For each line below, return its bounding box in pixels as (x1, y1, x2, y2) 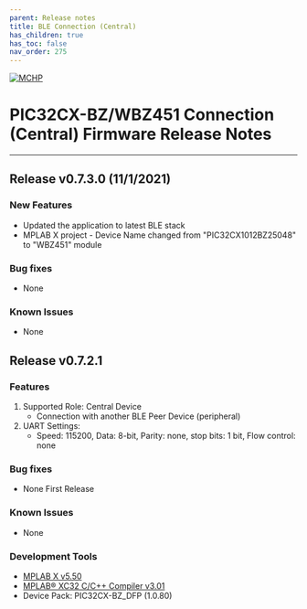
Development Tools (9, 550, 98, 562)
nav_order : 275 (9, 48, 68, 57)
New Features (9, 198, 73, 211)
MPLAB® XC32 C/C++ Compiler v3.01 (22, 580, 165, 591)
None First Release (22, 484, 95, 495)
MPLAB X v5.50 (22, 571, 82, 582)
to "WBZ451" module (22, 239, 102, 250)
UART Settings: (22, 421, 80, 432)
